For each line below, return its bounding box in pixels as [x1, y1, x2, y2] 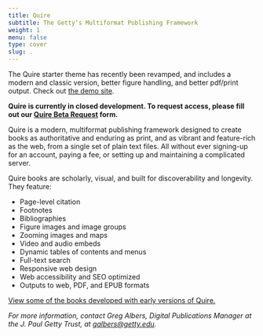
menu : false [8, 33, 47, 42]
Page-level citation [19, 197, 81, 206]
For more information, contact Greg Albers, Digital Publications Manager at [8, 311, 252, 320]
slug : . [8, 48, 34, 56]
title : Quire [8, 11, 51, 20]
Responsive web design [19, 264, 97, 273]
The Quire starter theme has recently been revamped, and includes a [8, 70, 232, 79]
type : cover [8, 41, 47, 49]
